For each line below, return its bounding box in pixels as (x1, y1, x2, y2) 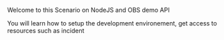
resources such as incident (7, 27, 85, 34)
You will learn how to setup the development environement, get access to (7, 19, 217, 27)
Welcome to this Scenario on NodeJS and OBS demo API (7, 6, 170, 14)
